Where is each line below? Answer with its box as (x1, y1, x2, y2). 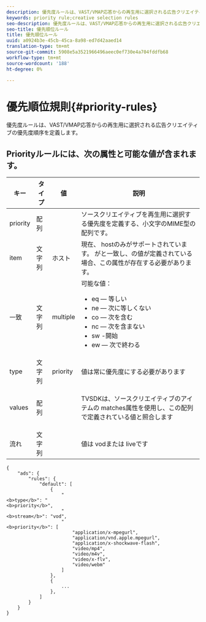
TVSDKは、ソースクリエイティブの (80, 394, 181, 403)
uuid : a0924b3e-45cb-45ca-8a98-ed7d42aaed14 (6, 37, 122, 44)
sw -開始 (91, 332, 118, 340)
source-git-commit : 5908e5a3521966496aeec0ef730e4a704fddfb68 (6, 49, 169, 55)
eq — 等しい (91, 295, 127, 303)
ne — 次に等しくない (91, 304, 151, 313)
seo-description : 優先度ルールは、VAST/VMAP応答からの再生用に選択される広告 (6, 20, 188, 26)
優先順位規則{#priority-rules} (6, 99, 158, 114)
